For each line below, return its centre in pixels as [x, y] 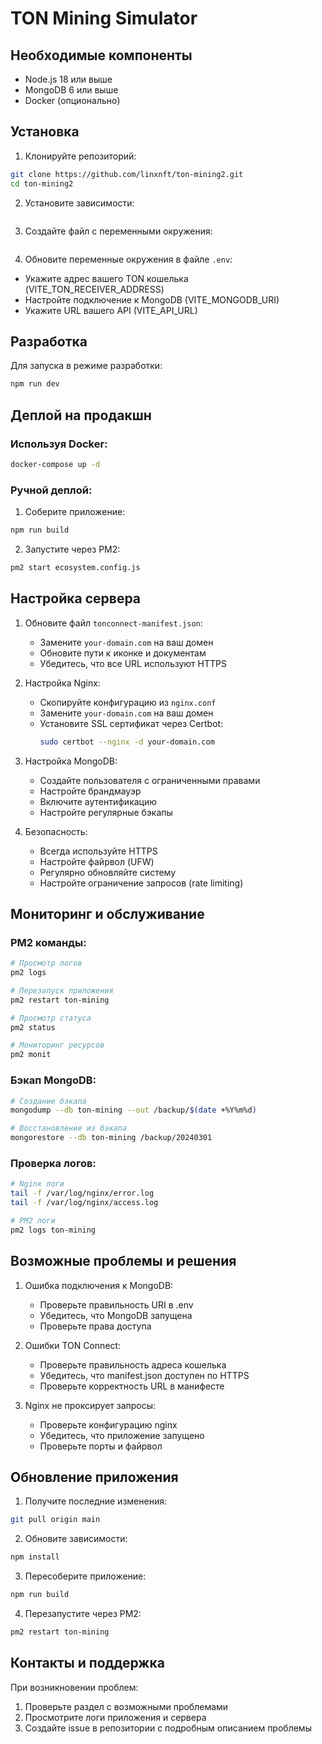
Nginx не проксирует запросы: [90, 1405]
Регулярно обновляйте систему [108, 872]
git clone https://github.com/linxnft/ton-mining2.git [127, 174]
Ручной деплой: [51, 490]
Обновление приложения [94, 1477]
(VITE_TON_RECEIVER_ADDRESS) [94, 289]
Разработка [49, 341]
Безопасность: [56, 831]
